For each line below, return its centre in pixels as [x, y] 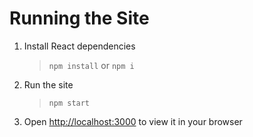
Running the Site [79, 18]
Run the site [48, 84]
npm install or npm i [91, 65]
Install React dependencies [79, 46]
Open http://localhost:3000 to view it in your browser [133, 121]
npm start [69, 103]
